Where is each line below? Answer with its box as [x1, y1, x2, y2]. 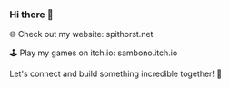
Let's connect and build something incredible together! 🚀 [9, 68, 223, 80]
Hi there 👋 [9, 8, 55, 21]
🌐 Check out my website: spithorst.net [9, 29, 154, 40]
